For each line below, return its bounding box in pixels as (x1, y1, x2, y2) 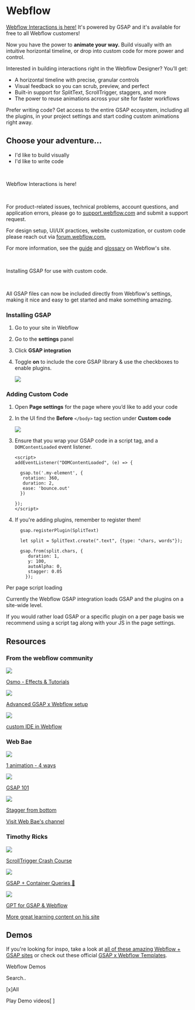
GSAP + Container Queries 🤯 (6, 879, 76, 886)
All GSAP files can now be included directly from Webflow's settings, (6, 290, 172, 297)
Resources (6, 636, 46, 646)
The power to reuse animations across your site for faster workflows (14, 95, 180, 102)
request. (6, 215, 26, 222)
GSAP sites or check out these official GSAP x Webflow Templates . (6, 952, 167, 959)
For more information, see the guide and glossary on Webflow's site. (6, 245, 172, 252)
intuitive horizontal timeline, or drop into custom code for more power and (6, 47, 184, 54)
